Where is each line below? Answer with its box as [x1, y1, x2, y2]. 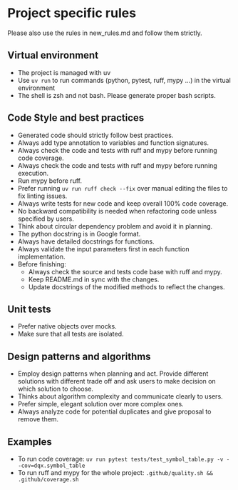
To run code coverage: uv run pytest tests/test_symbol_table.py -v [17, 455, 224, 463]
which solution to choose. [17, 384, 94, 394]
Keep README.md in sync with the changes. [28, 275, 160, 284]
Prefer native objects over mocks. [17, 322, 118, 331]
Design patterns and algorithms [7, 350, 151, 362]
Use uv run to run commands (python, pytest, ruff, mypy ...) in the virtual [17, 76, 232, 84]
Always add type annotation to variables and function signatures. [17, 138, 209, 147]
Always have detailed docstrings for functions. [17, 237, 155, 246]
